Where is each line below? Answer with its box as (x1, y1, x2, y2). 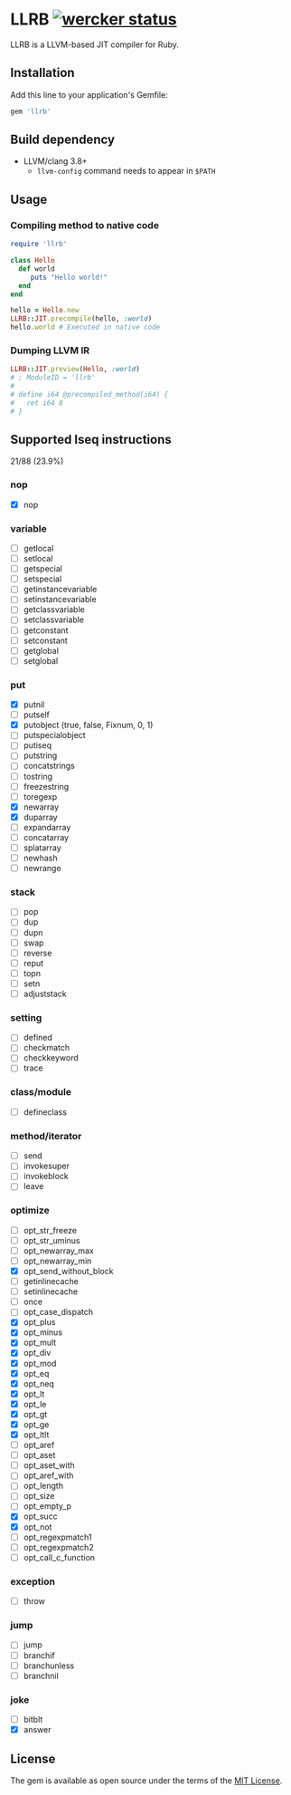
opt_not (23, 1521, 52, 1532)
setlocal (23, 553, 53, 564)
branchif (23, 1649, 55, 1661)
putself (23, 709, 51, 720)
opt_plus (23, 1317, 56, 1328)
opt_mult (23, 1337, 57, 1349)
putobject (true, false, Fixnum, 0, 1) (23, 720, 154, 731)
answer (23, 1724, 52, 1735)
